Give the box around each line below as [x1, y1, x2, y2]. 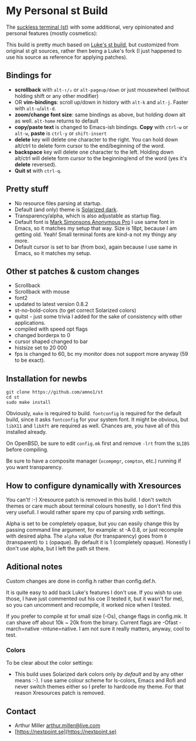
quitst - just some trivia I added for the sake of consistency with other [14, 313, 183, 320]
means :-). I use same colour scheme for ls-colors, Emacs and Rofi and [14, 677, 186, 684]
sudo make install [6, 400, 51, 406]
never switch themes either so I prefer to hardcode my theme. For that [14, 683, 184, 690]
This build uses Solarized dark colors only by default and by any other [14, 671, 184, 678]
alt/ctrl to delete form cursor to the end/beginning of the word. [14, 142, 166, 149]
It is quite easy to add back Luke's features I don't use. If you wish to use [6, 589, 183, 596]
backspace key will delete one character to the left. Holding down [14, 148, 174, 155]
